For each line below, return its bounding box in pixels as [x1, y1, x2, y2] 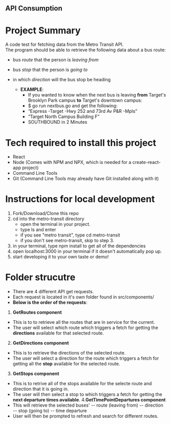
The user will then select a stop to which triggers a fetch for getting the [12, 391, 162, 397]
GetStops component [12, 370, 60, 377]
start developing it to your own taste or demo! [12, 254, 109, 260]
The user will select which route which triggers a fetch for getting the [12, 324, 158, 331]
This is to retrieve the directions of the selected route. [12, 350, 126, 356]
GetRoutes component [12, 309, 62, 316]
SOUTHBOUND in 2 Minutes [28, 119, 88, 125]
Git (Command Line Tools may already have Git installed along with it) [12, 176, 159, 182]
